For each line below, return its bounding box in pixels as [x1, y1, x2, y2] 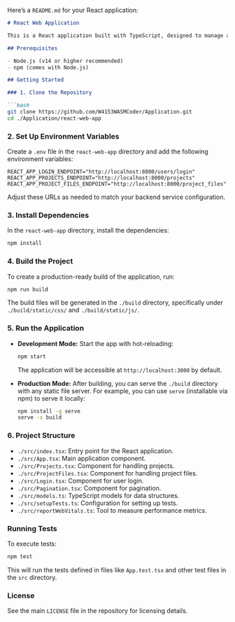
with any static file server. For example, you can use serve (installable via [17, 387, 228, 395]
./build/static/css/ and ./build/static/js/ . [7, 306, 140, 315]
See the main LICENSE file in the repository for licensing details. [7, 607, 188, 615]
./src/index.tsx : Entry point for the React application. [17, 446, 174, 455]
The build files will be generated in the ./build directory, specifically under [7, 298, 224, 307]
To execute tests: [7, 539, 57, 548]
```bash [7, 102, 30, 109]
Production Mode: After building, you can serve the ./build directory [17, 379, 218, 387]
